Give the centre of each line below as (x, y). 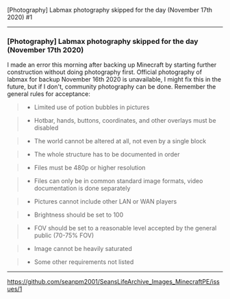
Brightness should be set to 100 (79, 215)
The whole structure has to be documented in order (107, 154)
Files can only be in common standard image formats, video (118, 181)
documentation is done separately (82, 189)
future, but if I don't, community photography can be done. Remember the (112, 87)
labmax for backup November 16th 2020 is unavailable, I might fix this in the (114, 80)
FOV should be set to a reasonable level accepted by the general (125, 228)
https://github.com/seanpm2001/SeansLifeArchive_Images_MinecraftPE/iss (114, 282)
